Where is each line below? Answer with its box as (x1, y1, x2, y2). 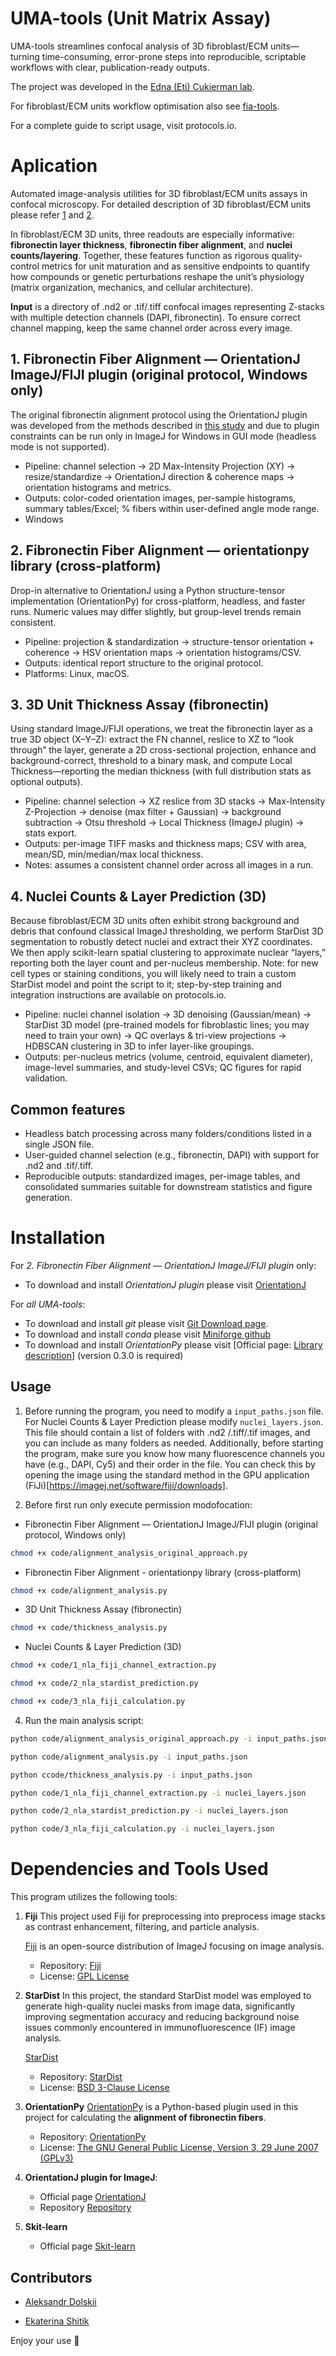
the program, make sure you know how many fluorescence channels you (24, 1447, 325, 1459)
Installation (10, 1227, 106, 1249)
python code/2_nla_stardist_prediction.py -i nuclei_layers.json (10, 1806, 288, 1816)
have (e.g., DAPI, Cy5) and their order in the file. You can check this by (24, 1458, 316, 1470)
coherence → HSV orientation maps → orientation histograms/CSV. (24, 646, 302, 658)
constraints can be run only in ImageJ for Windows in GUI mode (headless (10, 430, 317, 442)
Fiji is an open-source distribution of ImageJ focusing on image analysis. (24, 1940, 325, 1952)
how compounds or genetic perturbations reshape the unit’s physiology (10, 270, 305, 282)
